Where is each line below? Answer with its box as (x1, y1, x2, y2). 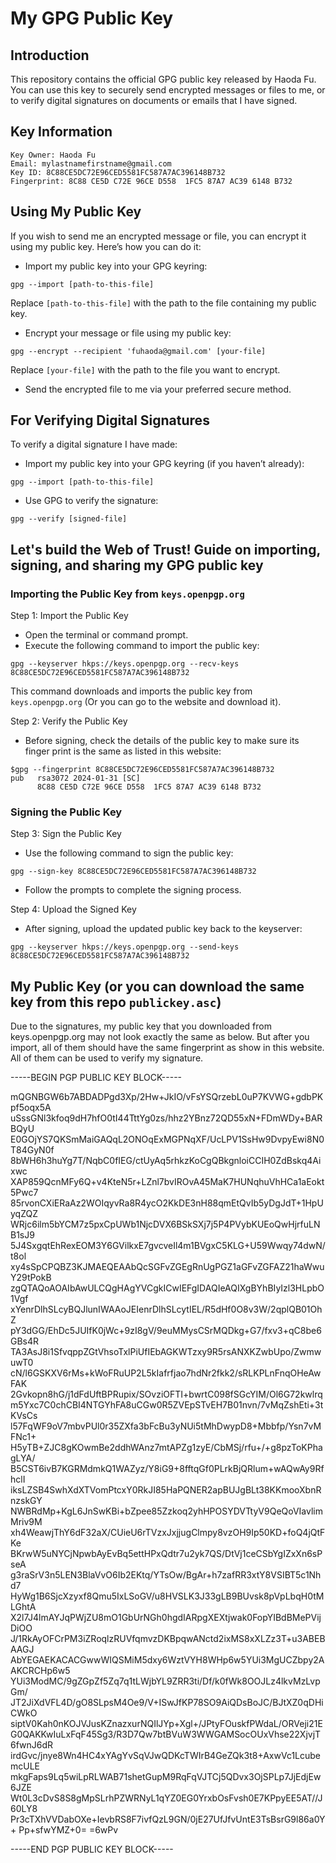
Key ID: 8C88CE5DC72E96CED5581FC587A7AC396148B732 (10, 167, 226, 177)
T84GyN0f (10, 1144, 55, 1156)
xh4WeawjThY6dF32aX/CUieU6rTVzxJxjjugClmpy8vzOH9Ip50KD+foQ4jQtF (10, 1527, 326, 1539)
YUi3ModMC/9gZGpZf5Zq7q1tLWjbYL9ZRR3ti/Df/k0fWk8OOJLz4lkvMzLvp (10, 1675, 321, 1687)
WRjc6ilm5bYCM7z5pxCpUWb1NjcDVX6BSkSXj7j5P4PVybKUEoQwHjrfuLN (10, 1218, 321, 1231)
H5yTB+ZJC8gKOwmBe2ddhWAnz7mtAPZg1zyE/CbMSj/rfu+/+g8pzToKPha (10, 1442, 323, 1454)
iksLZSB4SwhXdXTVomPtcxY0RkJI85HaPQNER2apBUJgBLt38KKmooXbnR (10, 1484, 322, 1496)
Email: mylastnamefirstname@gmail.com (10, 158, 172, 169)
